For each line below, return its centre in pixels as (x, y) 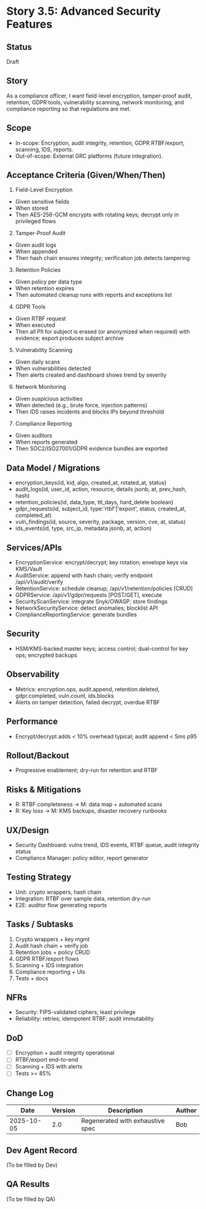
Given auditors (34, 436)
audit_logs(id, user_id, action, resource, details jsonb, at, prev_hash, (101, 489)
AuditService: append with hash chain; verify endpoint (84, 575)
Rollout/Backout (38, 755)
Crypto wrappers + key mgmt (52, 939)
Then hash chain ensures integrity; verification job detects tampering (102, 258)
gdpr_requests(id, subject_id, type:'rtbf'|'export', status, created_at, (101, 509)
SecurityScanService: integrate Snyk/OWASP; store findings (91, 602)
